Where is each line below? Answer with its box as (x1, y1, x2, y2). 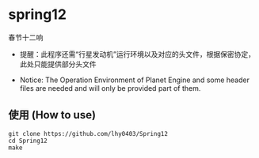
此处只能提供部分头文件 (19, 59, 97, 69)
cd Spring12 (8, 137, 48, 145)
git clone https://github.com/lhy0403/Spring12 (8, 130, 169, 137)
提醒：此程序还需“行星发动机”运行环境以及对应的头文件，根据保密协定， (19, 49, 256, 58)
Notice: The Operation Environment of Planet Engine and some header (19, 75, 249, 85)
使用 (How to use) (8, 108, 97, 122)
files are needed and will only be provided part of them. (19, 83, 201, 92)
